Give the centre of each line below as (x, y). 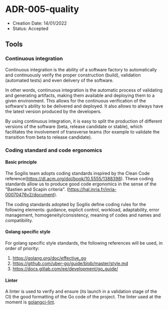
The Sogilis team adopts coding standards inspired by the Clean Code (77, 173)
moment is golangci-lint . (30, 302)
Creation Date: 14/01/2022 (40, 23)
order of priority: (22, 248)
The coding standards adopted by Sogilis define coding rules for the (76, 204)
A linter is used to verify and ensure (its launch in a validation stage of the (81, 291)
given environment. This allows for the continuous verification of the (76, 100)
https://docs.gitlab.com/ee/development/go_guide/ (65, 269)
